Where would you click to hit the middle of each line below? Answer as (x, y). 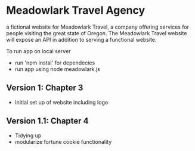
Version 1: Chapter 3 (45, 88)
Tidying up (28, 135)
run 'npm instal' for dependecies (55, 63)
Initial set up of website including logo (61, 102)
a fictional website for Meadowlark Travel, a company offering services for (98, 27)
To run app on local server (38, 51)
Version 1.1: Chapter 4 (47, 121)
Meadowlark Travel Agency (76, 10)
